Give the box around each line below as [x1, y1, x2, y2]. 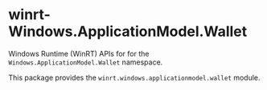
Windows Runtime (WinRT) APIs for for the [8, 49, 150, 58]
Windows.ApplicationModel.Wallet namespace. [8, 57, 163, 67]
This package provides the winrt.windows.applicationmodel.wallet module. [8, 72, 261, 82]
